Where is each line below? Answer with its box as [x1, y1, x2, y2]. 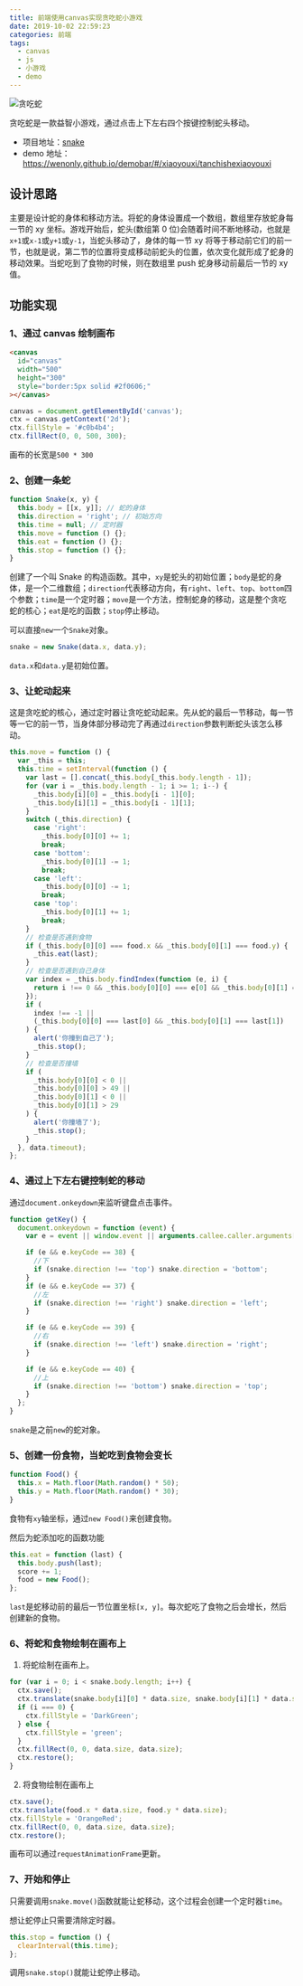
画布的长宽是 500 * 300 [9, 449, 94, 459]
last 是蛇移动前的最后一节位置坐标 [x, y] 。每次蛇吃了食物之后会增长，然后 [9, 1602, 287, 1612]
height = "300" [17, 373, 67, 383]
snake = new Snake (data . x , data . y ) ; [9, 643, 147, 652]
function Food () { [9, 1471, 78, 1480]
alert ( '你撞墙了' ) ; [32, 1118, 102, 1127]
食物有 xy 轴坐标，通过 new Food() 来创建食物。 [9, 1512, 177, 1524]
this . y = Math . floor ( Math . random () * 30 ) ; [17, 1487, 179, 1497]
